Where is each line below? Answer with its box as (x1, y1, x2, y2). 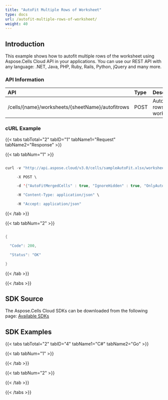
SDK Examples (5, 327, 52, 336)
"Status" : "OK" (9, 252, 41, 257)
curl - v (5, 165, 21, 170)
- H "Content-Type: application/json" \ (16, 192, 99, 197)
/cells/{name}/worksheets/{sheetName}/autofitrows (7, 103, 129, 110)
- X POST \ (16, 174, 37, 179)
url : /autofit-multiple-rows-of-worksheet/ (5, 16, 97, 21)
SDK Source (5, 294, 43, 303)
